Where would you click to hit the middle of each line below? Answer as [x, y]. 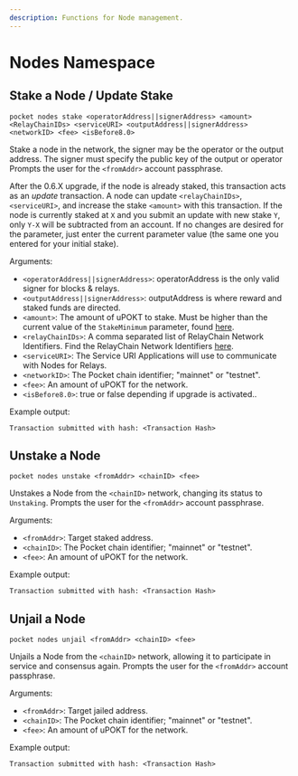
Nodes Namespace [83, 62]
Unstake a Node [55, 456]
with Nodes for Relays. [65, 365]
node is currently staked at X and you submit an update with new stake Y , [145, 214]
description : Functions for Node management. [96, 18]
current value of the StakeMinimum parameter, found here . [128, 326]
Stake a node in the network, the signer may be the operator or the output [147, 149]
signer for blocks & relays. [71, 288]
